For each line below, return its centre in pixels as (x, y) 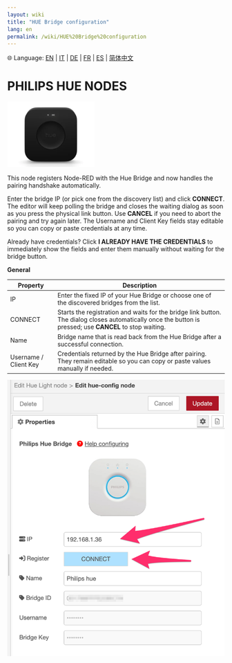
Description (140, 285)
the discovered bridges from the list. (109, 303)
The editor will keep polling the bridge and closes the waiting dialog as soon (115, 206)
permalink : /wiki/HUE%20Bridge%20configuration (77, 37)
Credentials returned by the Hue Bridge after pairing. (132, 354)
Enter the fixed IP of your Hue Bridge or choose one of (135, 296)
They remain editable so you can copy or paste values (134, 361)
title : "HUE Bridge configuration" (58, 22)
